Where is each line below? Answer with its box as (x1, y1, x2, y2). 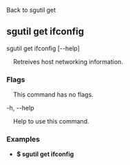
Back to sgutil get (6, 6, 56, 14)
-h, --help (6, 104, 34, 113)
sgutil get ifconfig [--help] (6, 44, 80, 52)
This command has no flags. (12, 90, 94, 99)
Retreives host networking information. (12, 57, 123, 66)
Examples (6, 135, 41, 144)
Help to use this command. (12, 117, 89, 126)
